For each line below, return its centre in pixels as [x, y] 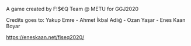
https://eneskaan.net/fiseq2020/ [45, 37]
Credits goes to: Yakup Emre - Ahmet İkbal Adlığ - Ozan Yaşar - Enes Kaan [96, 20]
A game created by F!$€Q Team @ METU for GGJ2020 [72, 9]
